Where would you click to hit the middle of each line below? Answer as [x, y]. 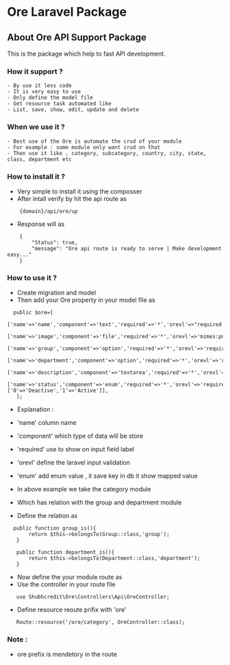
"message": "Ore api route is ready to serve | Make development [127, 248]
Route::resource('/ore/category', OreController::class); [101, 622]
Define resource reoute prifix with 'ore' [72, 610]
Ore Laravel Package [67, 12]
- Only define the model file [50, 98]
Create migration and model [56, 293]
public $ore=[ [33, 313]
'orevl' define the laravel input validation [74, 463]
